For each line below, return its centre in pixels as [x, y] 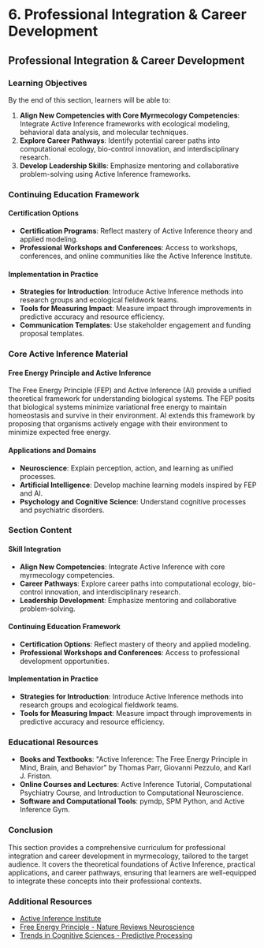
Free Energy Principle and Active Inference [80, 373]
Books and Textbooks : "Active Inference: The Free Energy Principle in [134, 759]
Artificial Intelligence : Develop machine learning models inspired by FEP [138, 485]
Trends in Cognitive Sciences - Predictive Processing [106, 935]
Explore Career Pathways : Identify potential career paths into [120, 141]
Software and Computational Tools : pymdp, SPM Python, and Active [132, 801]
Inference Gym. [45, 810]
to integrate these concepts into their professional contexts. [105, 881]
